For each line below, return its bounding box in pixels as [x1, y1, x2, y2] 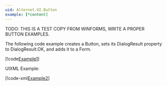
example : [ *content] [5, 12, 49, 17]
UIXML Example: [5, 65, 40, 71]
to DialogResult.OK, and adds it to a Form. [5, 46, 92, 52]
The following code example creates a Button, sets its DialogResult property [5, 40, 162, 46]
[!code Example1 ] [5, 55, 40, 61]
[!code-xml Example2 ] [5, 75, 50, 81]
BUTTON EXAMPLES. [5, 31, 50, 37]
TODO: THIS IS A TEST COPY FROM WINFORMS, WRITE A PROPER [5, 25, 144, 31]
